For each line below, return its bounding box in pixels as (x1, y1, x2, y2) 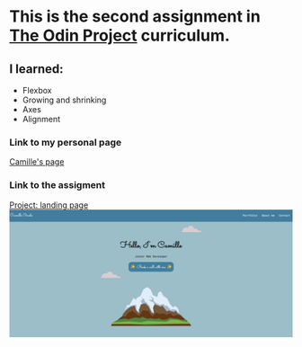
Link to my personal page (9, 136, 122, 148)
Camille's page (9, 156, 65, 167)
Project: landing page (9, 200, 89, 210)
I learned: (9, 61, 65, 76)
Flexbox (22, 85, 52, 95)
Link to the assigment (9, 179, 106, 191)
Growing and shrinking (22, 94, 107, 105)
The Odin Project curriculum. (9, 25, 231, 46)
